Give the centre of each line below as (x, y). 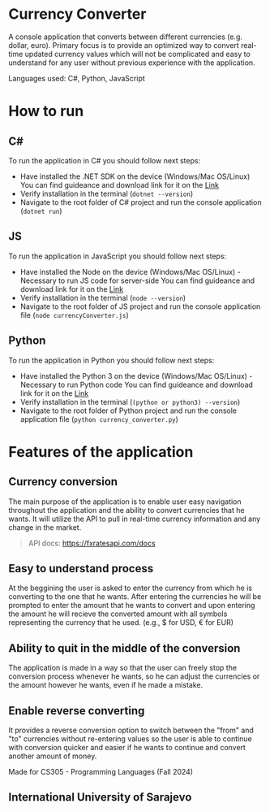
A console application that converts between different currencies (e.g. (126, 37)
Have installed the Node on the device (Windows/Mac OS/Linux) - (130, 271)
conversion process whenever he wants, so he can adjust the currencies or (134, 676)
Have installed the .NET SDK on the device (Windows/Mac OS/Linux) (135, 176)
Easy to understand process (81, 569)
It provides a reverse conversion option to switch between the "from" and (131, 730)
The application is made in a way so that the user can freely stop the (123, 668)
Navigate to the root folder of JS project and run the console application (140, 306)
